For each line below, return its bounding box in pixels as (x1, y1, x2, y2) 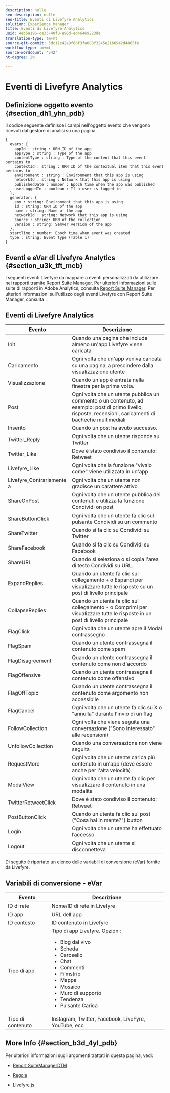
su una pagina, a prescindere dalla (71, 362, 154, 369)
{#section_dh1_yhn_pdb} (5, 108, 85, 117)
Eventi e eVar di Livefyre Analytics (5, 253, 115, 262)
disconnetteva (71, 846, 106, 853)
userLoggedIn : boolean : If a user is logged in (14, 186, 121, 192)
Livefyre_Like (8, 465, 39, 472)
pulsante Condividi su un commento (71, 518, 158, 525)
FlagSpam (8, 642, 32, 649)
